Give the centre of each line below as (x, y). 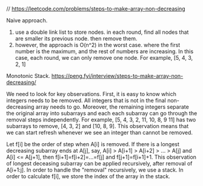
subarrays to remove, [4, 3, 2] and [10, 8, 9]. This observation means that (98, 126)
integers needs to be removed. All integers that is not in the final (86, 100)
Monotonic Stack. (28, 76)
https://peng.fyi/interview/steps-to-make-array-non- (117, 76)
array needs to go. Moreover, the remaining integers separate (112, 107)
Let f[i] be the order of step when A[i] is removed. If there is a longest (93, 144)
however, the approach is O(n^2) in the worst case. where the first (98, 45)
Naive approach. (27, 20)
